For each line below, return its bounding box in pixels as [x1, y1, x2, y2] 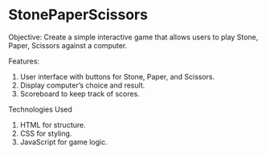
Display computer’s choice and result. [19, 80, 145, 90]
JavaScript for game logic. [19, 137, 108, 146]
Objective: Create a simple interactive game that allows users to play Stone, [8, 32, 259, 42]
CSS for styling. [19, 128, 72, 138]
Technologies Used [8, 104, 72, 114]
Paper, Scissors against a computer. [8, 40, 128, 50]
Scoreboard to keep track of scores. [19, 88, 141, 98]
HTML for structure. [19, 120, 86, 129]
